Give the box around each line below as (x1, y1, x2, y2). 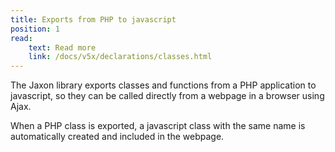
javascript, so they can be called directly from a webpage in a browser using (10, 90, 325, 102)
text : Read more (28, 42, 97, 53)
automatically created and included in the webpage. (10, 131, 225, 143)
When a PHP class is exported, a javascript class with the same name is (10, 120, 306, 132)
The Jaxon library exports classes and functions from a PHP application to (10, 79, 317, 91)
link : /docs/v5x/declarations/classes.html (28, 52, 213, 62)
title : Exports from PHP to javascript (10, 14, 177, 25)
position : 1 (10, 24, 60, 34)
